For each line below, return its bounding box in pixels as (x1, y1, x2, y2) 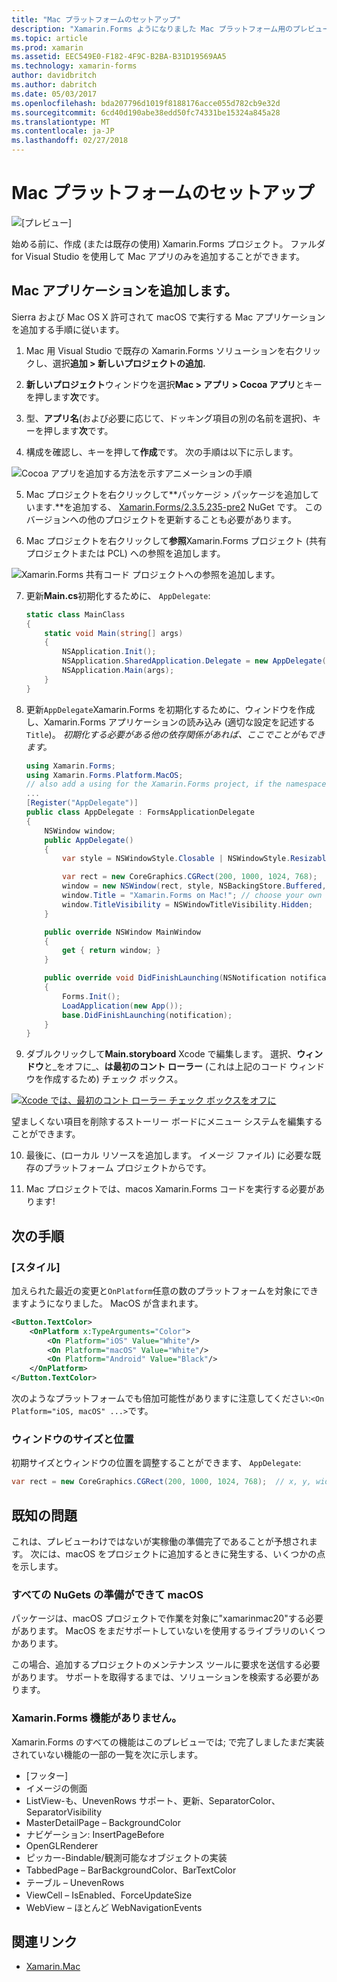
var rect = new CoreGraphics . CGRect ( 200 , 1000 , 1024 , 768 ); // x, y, (11, 1477, 312, 1487)
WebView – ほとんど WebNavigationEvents (25, 1901, 203, 1913)
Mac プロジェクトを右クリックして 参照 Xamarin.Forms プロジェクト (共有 (25, 534, 327, 546)
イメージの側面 (25, 1782, 88, 1794)
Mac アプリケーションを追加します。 (11, 282, 238, 300)
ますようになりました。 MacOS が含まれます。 (11, 1297, 204, 1309)
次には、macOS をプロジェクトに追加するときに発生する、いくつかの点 (30, 1548, 326, 1560)
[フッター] (25, 1769, 69, 1781)
